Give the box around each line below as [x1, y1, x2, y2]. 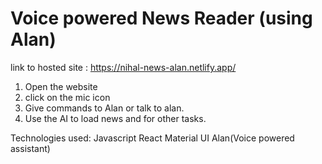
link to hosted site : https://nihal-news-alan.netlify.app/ [10, 61, 237, 73]
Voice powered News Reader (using [10, 7, 313, 30]
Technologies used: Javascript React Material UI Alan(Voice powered [10, 132, 295, 144]
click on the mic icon [24, 91, 111, 103]
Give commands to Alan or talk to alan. [24, 102, 185, 114]
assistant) [10, 142, 51, 154]
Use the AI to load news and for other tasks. [24, 112, 207, 124]
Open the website [24, 80, 98, 92]
